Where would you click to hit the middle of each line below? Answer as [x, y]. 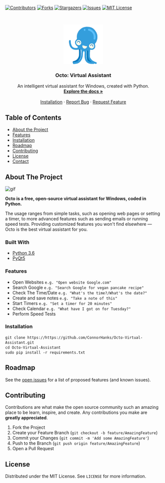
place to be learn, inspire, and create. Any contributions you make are [76, 412]
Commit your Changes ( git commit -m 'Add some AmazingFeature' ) [81, 438]
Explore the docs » [83, 92]
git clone [15, 338]
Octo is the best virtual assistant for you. [46, 229]
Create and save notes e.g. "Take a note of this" [65, 298]
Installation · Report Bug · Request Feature [83, 102]
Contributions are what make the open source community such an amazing [82, 407]
